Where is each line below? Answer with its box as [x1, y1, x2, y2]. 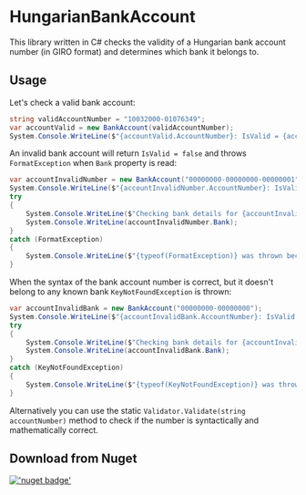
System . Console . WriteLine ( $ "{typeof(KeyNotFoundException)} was [25, 380, 275, 389]
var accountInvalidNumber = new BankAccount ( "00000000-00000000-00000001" [9, 175, 300, 184]
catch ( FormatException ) [9, 234, 104, 243]
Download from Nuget [9, 451, 138, 467]
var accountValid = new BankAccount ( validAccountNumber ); [9, 123, 234, 132]
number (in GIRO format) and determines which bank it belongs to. [9, 46, 260, 57]
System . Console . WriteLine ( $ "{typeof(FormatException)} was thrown [25, 252, 283, 261]
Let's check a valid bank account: [9, 97, 136, 108]
